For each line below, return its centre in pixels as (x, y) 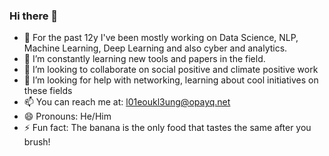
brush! (37, 142)
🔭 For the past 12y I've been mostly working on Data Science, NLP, (161, 38)
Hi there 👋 (34, 16)
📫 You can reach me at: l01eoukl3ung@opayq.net (127, 102)
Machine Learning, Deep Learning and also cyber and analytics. (155, 48)
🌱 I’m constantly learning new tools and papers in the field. (144, 59)
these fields (48, 91)
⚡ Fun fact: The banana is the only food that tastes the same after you (167, 128)
